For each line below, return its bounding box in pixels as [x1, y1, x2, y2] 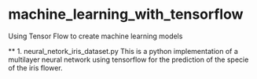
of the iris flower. [8, 63, 63, 72]
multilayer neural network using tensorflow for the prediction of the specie [8, 55, 249, 64]
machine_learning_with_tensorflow [8, 5, 244, 23]
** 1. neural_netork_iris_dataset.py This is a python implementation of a [8, 46, 238, 56]
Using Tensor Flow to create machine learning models [8, 31, 183, 41]
